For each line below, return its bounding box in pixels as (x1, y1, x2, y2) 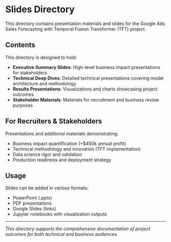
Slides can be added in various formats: (5, 185, 89, 191)
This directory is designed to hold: (5, 54, 77, 60)
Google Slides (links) (12, 206, 56, 212)
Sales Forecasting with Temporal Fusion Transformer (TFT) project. (5, 26, 147, 32)
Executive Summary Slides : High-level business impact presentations (12, 64, 160, 70)
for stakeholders (12, 69, 47, 76)
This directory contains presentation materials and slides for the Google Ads (5, 20, 165, 27)
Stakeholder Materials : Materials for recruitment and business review (12, 96, 159, 103)
